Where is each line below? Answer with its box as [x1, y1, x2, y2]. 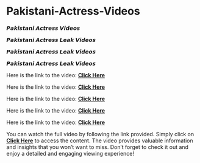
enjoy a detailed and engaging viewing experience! [6, 150, 134, 157]
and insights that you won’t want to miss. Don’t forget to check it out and [6, 143, 189, 150]
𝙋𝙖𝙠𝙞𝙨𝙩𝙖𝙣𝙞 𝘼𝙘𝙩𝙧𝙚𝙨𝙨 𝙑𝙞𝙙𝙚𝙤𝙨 [6, 24, 80, 32]
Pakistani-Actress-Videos [6, 4, 140, 18]
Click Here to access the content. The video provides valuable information [6, 137, 193, 144]
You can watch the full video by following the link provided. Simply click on [6, 130, 194, 137]
